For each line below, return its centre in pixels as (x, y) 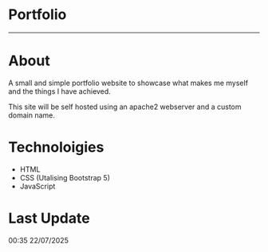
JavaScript (37, 186)
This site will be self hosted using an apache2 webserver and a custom (125, 107)
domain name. (32, 115)
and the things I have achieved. (60, 91)
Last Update (49, 218)
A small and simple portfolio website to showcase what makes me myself (128, 83)
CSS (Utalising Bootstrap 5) (65, 177)
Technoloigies (56, 147)
